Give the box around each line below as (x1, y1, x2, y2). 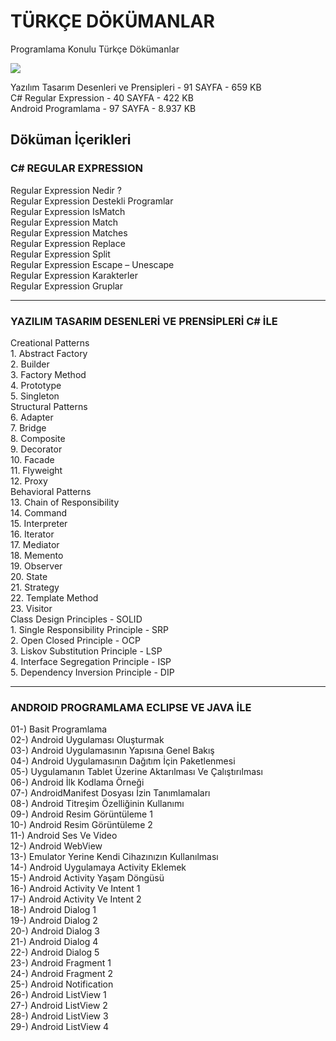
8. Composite (10, 432, 66, 444)
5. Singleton (10, 390, 60, 402)
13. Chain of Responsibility (10, 496, 120, 508)
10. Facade (10, 453, 55, 465)
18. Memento (10, 549, 64, 561)
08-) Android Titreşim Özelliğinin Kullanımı (10, 798, 185, 810)
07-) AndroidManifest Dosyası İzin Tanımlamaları (10, 787, 211, 799)
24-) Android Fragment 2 (10, 968, 114, 980)
